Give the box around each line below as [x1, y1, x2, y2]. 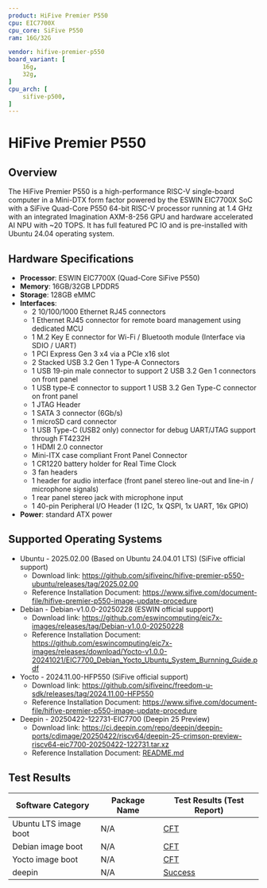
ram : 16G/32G [8, 33, 52, 42]
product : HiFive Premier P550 [8, 11, 109, 20]
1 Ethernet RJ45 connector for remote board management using [31, 316, 241, 325]
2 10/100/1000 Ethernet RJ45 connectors [31, 307, 166, 316]
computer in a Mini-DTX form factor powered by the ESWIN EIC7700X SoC [8, 196, 253, 205]
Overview [8, 165, 58, 179]
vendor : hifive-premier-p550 [8, 48, 105, 56]
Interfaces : [19, 299, 57, 308]
